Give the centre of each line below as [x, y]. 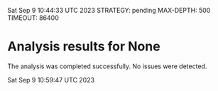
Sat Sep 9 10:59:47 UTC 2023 [51, 80]
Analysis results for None [84, 47]
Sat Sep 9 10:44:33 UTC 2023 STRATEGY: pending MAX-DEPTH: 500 [109, 10]
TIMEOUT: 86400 [33, 18]
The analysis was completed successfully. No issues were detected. [107, 66]
